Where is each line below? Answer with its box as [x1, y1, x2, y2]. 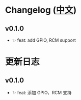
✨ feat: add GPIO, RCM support [12, 37, 76, 43]
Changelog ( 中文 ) [5, 4, 77, 16]
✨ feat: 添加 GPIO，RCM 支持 [12, 90, 72, 96]
